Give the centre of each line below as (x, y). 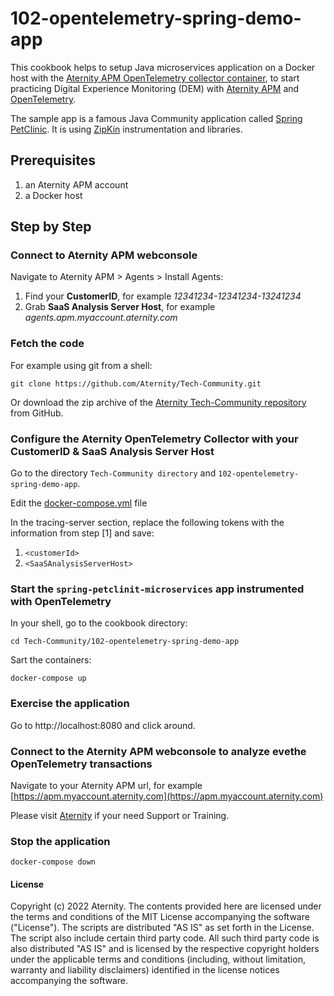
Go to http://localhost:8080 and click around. (103, 725)
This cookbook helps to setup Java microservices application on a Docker (163, 67)
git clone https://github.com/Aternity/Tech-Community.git (136, 383)
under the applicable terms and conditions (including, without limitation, (158, 959)
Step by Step (51, 227)
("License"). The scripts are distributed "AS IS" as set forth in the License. (162, 928)
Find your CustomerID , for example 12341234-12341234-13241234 (163, 296)
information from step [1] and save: (82, 533)
